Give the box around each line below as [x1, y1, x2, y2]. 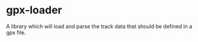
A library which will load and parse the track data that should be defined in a [6, 23, 193, 30]
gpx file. [6, 29, 26, 36]
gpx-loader [6, 3, 62, 17]
